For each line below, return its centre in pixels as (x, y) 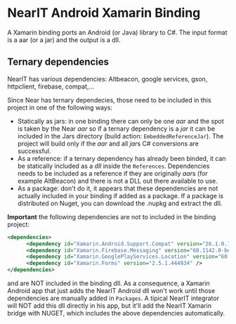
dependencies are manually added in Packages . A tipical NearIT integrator (113, 298)
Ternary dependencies (58, 62)
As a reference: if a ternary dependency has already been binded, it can (122, 158)
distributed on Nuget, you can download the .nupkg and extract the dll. (120, 203)
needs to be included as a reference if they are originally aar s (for (113, 173)
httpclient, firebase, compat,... (51, 86)
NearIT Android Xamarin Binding (104, 13)
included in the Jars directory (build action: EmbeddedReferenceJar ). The (120, 136)
